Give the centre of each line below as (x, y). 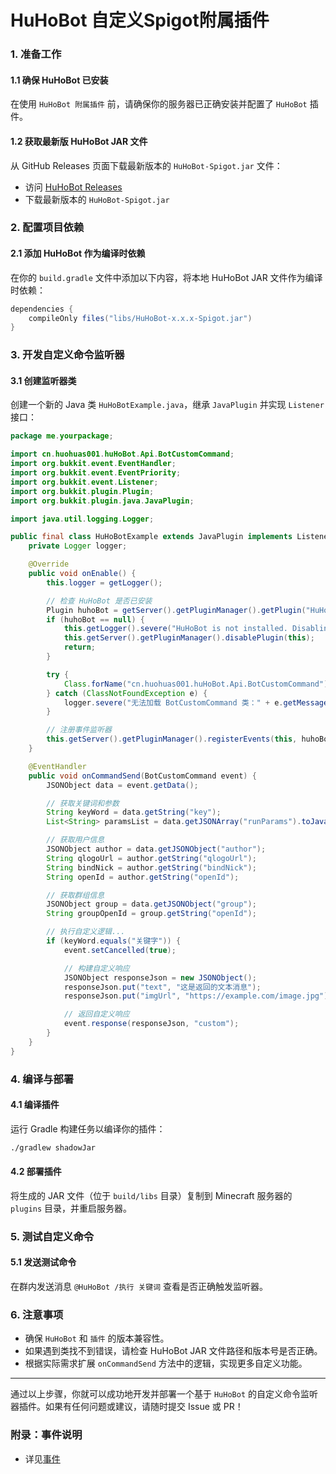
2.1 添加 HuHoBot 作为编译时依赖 (78, 253)
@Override (49, 564)
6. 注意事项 (37, 1314)
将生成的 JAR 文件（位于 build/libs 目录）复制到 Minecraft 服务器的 (151, 1195)
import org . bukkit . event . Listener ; (84, 482)
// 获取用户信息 (75, 840)
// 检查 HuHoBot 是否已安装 (99, 601)
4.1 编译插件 (35, 1105)
